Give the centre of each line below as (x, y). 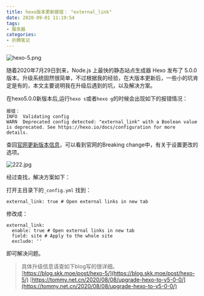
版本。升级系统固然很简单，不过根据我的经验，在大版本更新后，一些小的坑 (100, 78)
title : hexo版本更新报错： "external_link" (59, 12)
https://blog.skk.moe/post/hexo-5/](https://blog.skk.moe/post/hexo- (109, 273)
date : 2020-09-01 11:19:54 (40, 18)
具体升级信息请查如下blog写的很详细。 (69, 266)
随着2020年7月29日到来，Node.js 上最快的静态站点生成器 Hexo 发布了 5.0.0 (102, 70)
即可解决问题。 (25, 253)
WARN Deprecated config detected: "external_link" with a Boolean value (102, 122)
